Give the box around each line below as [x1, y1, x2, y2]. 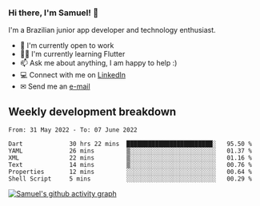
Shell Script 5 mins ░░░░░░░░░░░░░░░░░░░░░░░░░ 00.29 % [8, 175, 252, 183]
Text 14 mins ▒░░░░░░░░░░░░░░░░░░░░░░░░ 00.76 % [8, 161, 252, 169]
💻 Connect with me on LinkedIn [19, 70, 126, 80]
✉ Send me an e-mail [19, 81, 90, 91]
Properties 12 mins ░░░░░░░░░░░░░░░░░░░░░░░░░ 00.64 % [8, 168, 252, 176]
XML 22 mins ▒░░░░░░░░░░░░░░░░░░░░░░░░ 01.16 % [8, 154, 252, 162]
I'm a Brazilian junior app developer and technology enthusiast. [8, 26, 216, 35]
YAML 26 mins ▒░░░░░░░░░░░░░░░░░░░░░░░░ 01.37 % [8, 147, 252, 155]
